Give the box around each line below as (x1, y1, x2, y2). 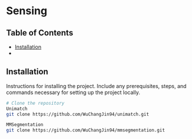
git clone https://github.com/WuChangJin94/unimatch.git (6, 111, 149, 117)
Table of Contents (6, 28, 74, 38)
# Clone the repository (6, 100, 65, 106)
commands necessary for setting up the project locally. (6, 89, 141, 96)
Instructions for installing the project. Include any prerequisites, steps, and (6, 82, 187, 89)
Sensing (6, 4, 47, 18)
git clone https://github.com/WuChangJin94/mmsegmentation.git (6, 127, 165, 134)
